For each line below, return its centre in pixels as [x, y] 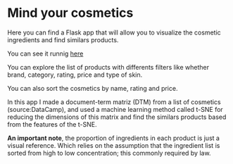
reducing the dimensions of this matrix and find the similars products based [117, 117]
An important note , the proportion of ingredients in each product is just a [114, 138]
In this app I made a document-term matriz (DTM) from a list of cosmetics [114, 102]
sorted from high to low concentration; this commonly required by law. [109, 153]
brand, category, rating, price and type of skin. [75, 75]
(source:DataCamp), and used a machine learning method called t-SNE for [115, 109]
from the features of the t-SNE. [52, 124]
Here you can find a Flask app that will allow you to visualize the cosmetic [114, 32]
